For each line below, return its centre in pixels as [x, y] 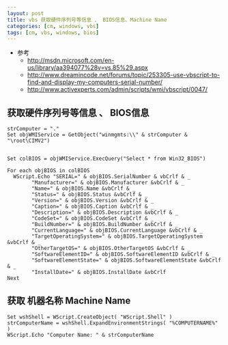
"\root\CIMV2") [29, 141]
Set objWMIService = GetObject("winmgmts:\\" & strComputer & [97, 135]
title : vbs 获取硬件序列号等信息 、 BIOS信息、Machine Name [87, 20]
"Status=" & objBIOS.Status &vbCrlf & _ [90, 195]
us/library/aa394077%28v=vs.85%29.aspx [87, 68]
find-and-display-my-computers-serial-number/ [95, 82]
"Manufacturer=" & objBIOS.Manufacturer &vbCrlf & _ [108, 183]
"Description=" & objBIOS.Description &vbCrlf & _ [105, 212]
